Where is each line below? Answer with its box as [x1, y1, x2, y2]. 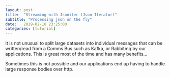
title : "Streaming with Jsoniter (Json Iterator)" [5, 12, 117, 17]
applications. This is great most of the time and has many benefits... [5, 51, 148, 57]
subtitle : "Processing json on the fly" [5, 17, 93, 22]
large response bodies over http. [5, 66, 74, 72]
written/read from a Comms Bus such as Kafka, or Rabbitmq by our [5, 46, 146, 52]
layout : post [5, 7, 33, 13]
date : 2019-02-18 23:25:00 [5, 21, 67, 27]
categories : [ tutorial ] [5, 26, 56, 31]
